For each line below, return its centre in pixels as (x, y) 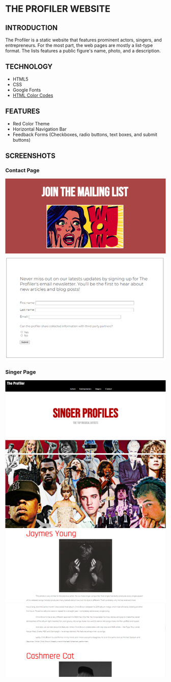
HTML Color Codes (33, 95)
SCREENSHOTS (31, 156)
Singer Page (21, 372)
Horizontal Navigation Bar (40, 129)
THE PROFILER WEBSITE (58, 9)
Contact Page (22, 170)
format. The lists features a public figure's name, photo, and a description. (83, 51)
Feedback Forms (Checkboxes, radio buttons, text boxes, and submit (85, 134)
